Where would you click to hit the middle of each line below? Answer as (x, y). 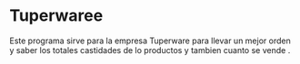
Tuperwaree (56, 16)
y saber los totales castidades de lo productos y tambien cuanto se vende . (150, 50)
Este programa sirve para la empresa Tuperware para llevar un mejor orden (150, 41)
